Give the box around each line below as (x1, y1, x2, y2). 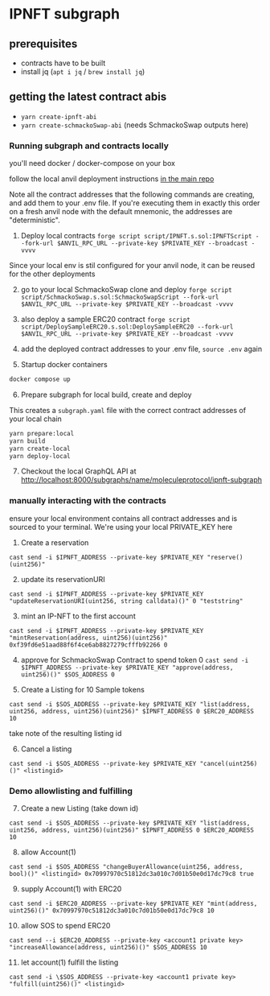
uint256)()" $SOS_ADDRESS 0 (20, 670, 115, 679)
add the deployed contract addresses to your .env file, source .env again (20, 344, 263, 354)
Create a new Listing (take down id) (20, 804, 139, 813)
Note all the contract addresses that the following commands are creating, (9, 190, 256, 200)
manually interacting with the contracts (9, 495, 167, 506)
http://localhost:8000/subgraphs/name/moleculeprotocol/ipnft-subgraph (20, 475, 263, 485)
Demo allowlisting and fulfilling (9, 785, 133, 796)
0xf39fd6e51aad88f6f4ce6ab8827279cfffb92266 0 (9, 641, 168, 649)
